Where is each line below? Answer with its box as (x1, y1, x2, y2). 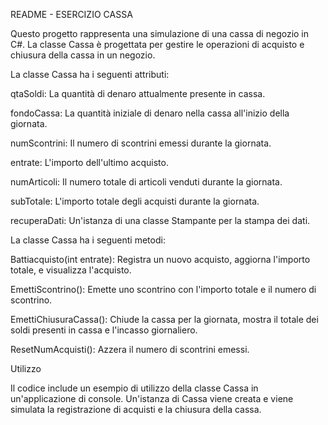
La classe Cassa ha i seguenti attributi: (10, 69, 170, 80)
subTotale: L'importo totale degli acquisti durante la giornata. (10, 195, 260, 207)
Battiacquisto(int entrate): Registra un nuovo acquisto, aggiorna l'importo (10, 254, 311, 265)
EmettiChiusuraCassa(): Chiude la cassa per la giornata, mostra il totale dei (10, 314, 319, 325)
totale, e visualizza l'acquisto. (10, 264, 132, 276)
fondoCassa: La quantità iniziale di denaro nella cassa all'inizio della (10, 107, 290, 119)
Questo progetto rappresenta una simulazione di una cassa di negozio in (10, 28, 310, 39)
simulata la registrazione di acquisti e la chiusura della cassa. (10, 404, 262, 415)
